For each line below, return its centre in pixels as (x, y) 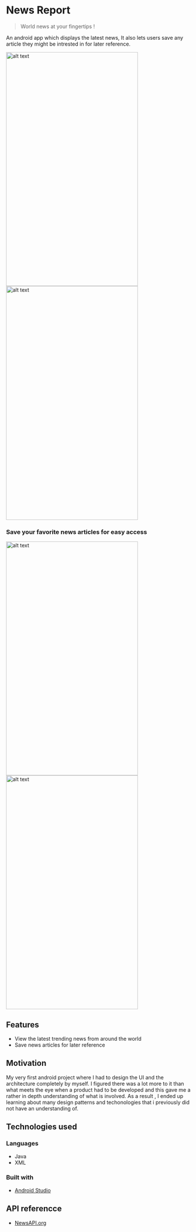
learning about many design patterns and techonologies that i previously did (98, 1102)
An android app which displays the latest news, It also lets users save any (94, 37)
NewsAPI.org (30, 1223)
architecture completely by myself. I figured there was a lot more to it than (95, 1083)
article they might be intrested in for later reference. (68, 44)
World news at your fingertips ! (58, 26)
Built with (20, 1178)
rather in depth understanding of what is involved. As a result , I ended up (95, 1096)
